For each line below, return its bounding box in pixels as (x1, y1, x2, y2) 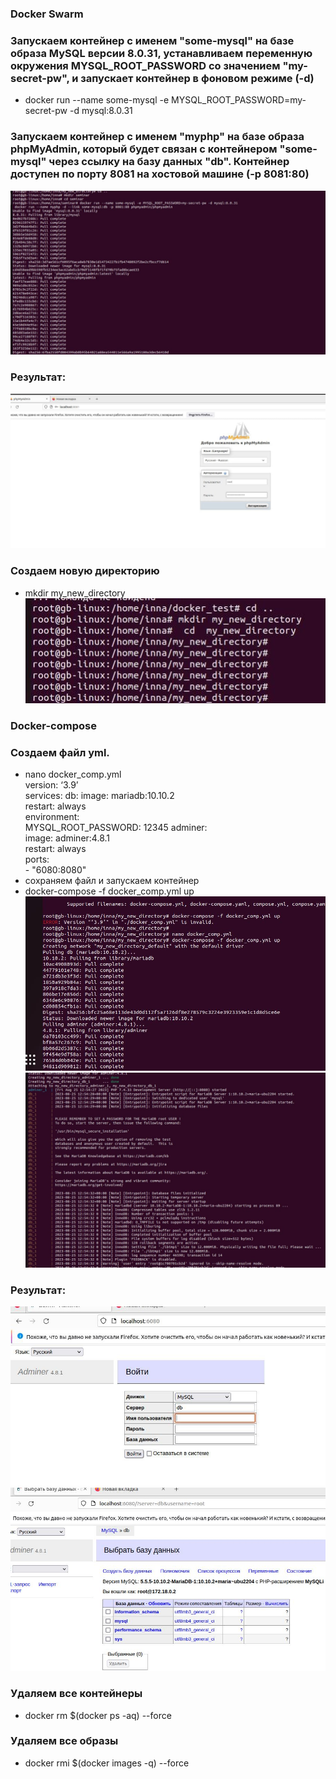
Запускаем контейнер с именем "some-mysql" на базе (10, 33, 295, 47)
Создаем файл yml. (10, 746, 110, 760)
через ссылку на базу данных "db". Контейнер (48, 155, 290, 169)
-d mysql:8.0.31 (69, 105, 133, 117)
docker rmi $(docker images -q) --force (24, 1757, 190, 1769)
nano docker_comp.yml (24, 768, 122, 781)
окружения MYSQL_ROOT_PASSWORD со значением (10, 58, 281, 72)
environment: (24, 811, 80, 823)
